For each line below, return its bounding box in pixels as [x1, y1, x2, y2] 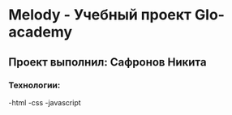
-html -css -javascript [8, 97, 81, 107]
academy [8, 23, 73, 41]
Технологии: [8, 79, 61, 91]
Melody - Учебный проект [8, 6, 192, 24]
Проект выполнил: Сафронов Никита [8, 55, 207, 69]
